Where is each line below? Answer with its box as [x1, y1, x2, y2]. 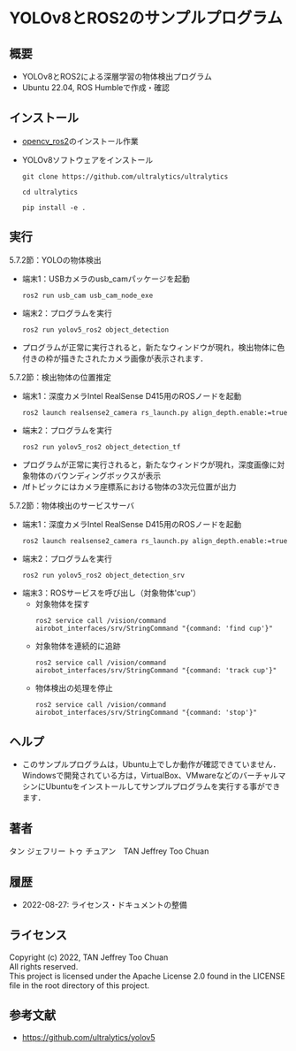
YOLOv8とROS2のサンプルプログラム [9, 8, 283, 28]
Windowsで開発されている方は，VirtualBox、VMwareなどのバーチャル [21, 771, 278, 781]
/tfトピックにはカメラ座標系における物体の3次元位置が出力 [21, 481, 237, 492]
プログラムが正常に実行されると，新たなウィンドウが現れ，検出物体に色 [21, 341, 285, 352]
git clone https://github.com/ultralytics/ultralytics [21, 172, 229, 181]
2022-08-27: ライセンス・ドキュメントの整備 [21, 900, 187, 910]
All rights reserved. [9, 961, 79, 971]
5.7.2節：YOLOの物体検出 [9, 254, 102, 265]
